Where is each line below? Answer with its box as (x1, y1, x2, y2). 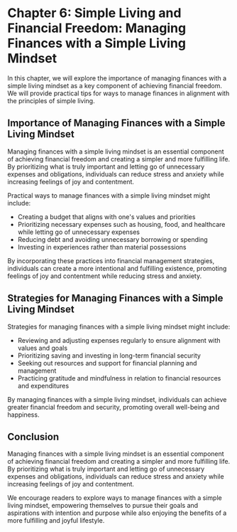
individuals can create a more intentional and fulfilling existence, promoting (7, 264, 227, 272)
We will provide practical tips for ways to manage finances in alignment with (7, 89, 230, 97)
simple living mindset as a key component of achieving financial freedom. (7, 81, 222, 90)
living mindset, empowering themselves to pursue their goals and (7, 501, 199, 510)
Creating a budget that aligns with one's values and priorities (17, 212, 196, 221)
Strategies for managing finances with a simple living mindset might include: (7, 322, 231, 331)
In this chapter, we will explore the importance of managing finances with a (7, 73, 227, 83)
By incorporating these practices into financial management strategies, (7, 256, 215, 265)
